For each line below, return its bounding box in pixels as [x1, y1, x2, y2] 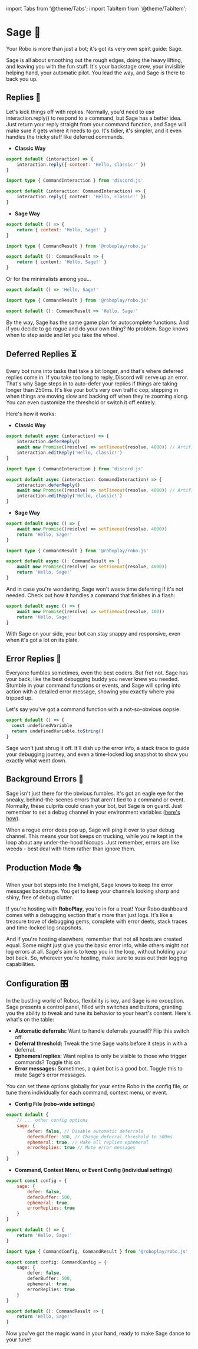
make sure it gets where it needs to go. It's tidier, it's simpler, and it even [6, 127, 182, 134]
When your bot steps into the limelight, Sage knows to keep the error [6, 882, 173, 889]
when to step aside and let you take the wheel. [6, 331, 120, 338]
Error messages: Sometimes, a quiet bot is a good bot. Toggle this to [14, 1065, 183, 1072]
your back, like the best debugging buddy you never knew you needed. [6, 676, 180, 683]
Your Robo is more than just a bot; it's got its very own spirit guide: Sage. [6, 45, 183, 52]
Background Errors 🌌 [6, 774, 84, 784]
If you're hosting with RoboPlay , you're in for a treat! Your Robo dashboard [6, 905, 187, 912]
